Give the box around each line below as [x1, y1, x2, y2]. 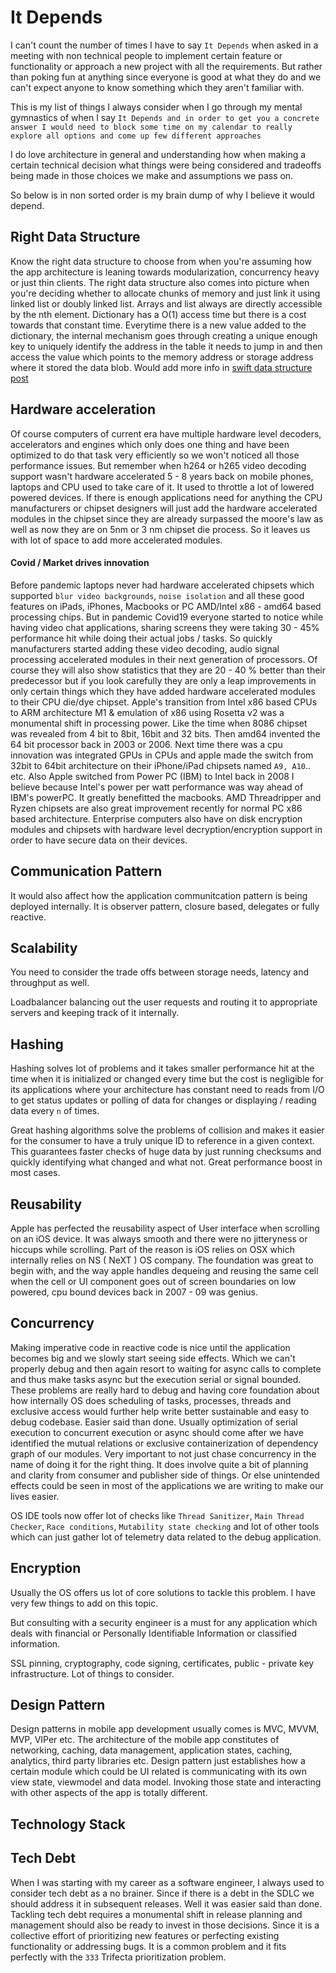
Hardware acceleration [10, 401, 157, 418]
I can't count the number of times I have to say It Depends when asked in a [10, 39, 319, 51]
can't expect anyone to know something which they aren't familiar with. [10, 81, 305, 93]
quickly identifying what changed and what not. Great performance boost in [10, 1156, 323, 1168]
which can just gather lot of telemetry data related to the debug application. [10, 1531, 322, 1543]
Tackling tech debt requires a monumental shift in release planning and [10, 1908, 303, 1920]
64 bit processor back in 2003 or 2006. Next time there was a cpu [10, 738, 283, 750]
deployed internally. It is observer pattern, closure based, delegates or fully [10, 900, 320, 912]
